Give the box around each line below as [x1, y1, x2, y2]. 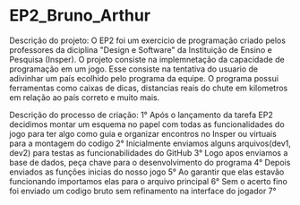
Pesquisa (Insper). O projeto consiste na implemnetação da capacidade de [9, 54, 285, 64]
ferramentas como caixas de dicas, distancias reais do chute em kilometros [9, 82, 288, 93]
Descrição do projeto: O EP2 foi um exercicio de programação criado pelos [9, 35, 287, 46]
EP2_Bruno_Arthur [9, 5, 150, 26]
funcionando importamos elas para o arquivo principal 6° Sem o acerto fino [9, 175, 288, 186]
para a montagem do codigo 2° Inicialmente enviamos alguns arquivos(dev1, [9, 138, 291, 149]
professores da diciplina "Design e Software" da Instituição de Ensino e [9, 44, 273, 55]
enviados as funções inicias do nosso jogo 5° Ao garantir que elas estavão [9, 167, 285, 177]
